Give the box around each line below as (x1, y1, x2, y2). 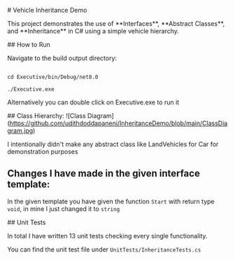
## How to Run (7, 41, 50, 48)
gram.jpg (7, 127, 34, 135)
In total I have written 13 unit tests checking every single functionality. (7, 231, 208, 240)
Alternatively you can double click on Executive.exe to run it (7, 98, 180, 106)
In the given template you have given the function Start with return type (7, 197, 215, 205)
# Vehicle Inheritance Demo (7, 6, 87, 14)
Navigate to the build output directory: (7, 54, 117, 62)
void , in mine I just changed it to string (7, 204, 120, 212)
